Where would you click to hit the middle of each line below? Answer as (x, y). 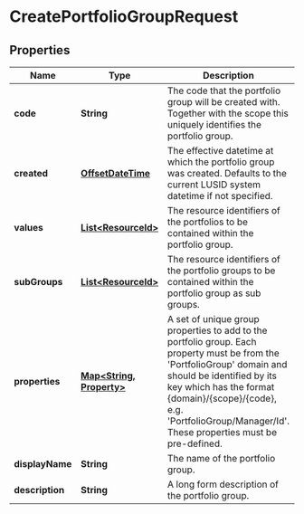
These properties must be (222, 432)
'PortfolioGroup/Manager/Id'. (228, 421)
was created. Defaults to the (227, 173)
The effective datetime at (220, 151)
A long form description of (223, 484)
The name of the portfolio (221, 458)
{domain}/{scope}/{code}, (222, 398)
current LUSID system (214, 185)
